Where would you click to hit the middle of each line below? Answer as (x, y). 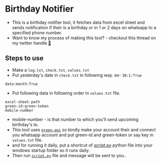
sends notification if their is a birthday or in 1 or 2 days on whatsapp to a (84, 27)
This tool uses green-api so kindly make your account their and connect (84, 130)
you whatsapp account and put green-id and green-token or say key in (83, 135)
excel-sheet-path (23, 102)
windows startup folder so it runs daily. (51, 150)
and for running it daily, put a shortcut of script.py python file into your (82, 145)
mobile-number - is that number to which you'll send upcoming (75, 119)
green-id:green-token (27, 106)
